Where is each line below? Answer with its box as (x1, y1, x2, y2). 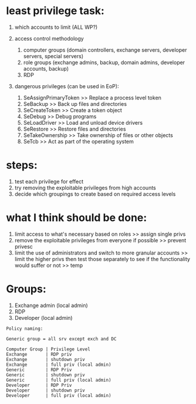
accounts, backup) (23, 65, 69, 72)
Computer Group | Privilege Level (6, 346, 91, 352)
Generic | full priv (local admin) (6, 377, 111, 383)
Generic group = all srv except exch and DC (6, 336, 117, 342)
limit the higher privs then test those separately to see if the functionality (14, 255, 191, 262)
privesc (14, 243, 33, 250)
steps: (6, 159, 38, 172)
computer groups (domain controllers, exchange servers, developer (23, 46, 187, 54)
